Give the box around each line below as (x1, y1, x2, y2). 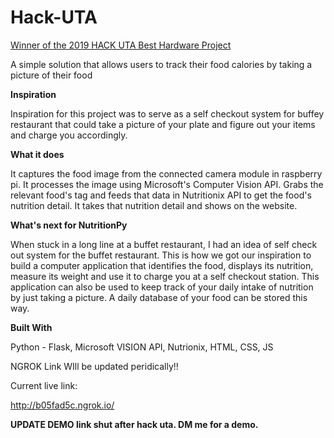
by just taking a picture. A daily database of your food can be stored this (10, 291, 308, 303)
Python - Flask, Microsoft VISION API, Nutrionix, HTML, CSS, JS (10, 341, 274, 353)
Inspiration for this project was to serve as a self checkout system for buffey (10, 107, 325, 120)
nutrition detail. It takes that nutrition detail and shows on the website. (10, 199, 298, 211)
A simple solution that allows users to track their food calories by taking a (10, 58, 313, 70)
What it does (10, 148, 65, 160)
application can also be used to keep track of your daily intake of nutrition (10, 281, 314, 293)
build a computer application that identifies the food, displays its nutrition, (10, 259, 314, 271)
